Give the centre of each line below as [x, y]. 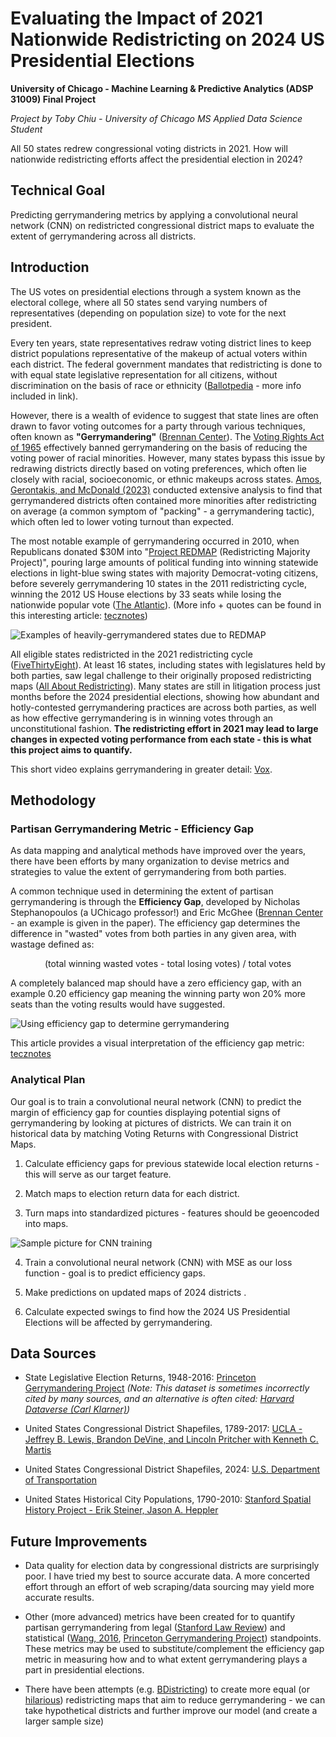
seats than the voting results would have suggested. [118, 1004]
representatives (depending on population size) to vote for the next [148, 313]
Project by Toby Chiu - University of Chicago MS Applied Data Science [156, 118]
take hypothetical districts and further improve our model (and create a [171, 1711]
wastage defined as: [52, 944]
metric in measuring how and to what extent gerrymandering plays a [166, 1659]
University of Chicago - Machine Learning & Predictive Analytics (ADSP [162, 88]
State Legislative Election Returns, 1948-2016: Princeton [140, 1378]
